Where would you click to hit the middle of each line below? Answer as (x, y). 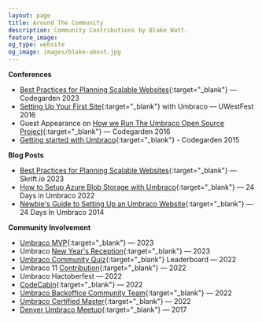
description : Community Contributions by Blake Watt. (98, 30)
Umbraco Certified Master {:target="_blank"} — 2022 (105, 301)
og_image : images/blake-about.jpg (65, 52)
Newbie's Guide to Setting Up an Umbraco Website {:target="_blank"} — (136, 204)
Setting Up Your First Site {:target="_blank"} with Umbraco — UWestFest (137, 106)
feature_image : (33, 37)
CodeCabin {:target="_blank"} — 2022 (81, 285)
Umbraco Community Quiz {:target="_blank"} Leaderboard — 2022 (128, 259)
